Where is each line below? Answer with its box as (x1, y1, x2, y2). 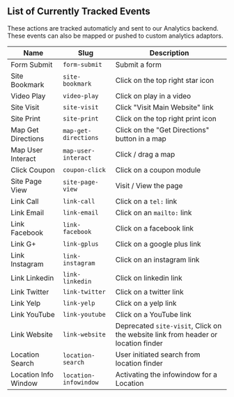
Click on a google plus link (115, 239, 201, 249)
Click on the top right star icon (115, 75, 214, 85)
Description (149, 48, 189, 58)
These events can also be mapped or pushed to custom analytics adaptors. (7, 31, 224, 40)
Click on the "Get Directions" (115, 125, 210, 134)
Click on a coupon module (115, 165, 201, 175)
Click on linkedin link (115, 273, 182, 283)
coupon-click (62, 166, 106, 173)
